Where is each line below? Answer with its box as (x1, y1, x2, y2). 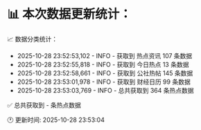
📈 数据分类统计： (7, 35, 58, 43)
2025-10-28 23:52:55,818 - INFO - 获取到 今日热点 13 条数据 (17, 60, 189, 68)
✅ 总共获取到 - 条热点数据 (7, 101, 82, 109)
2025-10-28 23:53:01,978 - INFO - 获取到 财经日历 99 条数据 (17, 77, 191, 86)
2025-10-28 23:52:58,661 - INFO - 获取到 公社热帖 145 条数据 (17, 68, 193, 77)
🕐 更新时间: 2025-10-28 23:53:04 (7, 115, 105, 124)
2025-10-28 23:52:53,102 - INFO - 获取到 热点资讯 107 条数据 (17, 51, 193, 59)
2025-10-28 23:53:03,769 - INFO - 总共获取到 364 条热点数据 (17, 86, 194, 94)
